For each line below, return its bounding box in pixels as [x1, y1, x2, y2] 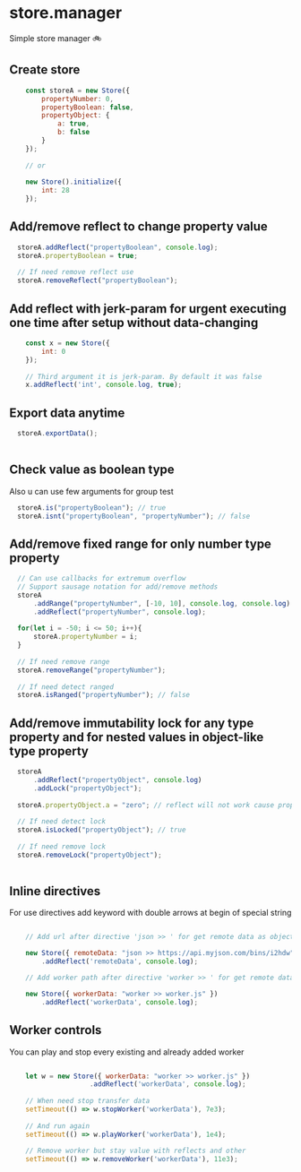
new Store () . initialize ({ [25, 177, 123, 186]
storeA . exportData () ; [17, 429, 99, 438]
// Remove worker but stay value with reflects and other [25, 1146, 246, 1156]
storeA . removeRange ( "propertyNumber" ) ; [17, 666, 167, 675]
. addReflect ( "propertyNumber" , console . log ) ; [32, 608, 206, 616]
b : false [56, 128, 90, 137]
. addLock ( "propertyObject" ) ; [32, 783, 142, 793]
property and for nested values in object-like [9, 729, 264, 745]
